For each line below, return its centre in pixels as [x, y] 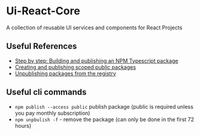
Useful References [42, 46]
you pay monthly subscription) [52, 113]
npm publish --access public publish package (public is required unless [104, 106]
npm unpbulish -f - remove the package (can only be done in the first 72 [104, 119]
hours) [23, 125]
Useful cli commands [46, 92]
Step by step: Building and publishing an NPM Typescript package [96, 60]
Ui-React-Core [43, 11]
